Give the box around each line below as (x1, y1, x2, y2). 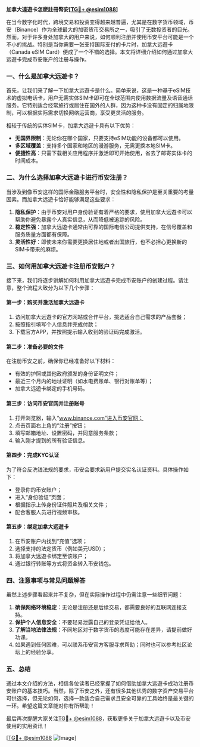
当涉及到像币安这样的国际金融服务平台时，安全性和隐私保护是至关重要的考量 (6, 188, 194, 195)
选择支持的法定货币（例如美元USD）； (14, 545, 107, 552)
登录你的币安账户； (14, 486, 62, 493)
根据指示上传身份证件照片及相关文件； (14, 501, 109, 508)
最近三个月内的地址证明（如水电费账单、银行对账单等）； (14, 377, 154, 385)
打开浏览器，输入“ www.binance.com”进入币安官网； (14, 414, 144, 422)
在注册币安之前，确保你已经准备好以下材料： (6, 358, 116, 365)
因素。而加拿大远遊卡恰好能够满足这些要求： (6, 195, 116, 202)
